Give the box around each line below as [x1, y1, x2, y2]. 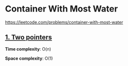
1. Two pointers [5, 33, 52, 41]
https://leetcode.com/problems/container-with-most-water [5, 19, 123, 25]
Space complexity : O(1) [5, 55, 53, 61]
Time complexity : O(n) [5, 46, 51, 52]
